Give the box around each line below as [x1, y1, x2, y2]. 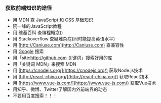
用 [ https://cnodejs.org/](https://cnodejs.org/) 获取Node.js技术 [12, 67, 143, 74]
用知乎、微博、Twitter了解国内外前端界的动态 [12, 86, 107, 92]
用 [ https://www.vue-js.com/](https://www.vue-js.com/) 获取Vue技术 [12, 80, 156, 86]
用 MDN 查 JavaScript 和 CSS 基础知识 [12, 17, 94, 23]
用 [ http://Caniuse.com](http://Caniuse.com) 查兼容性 [12, 42, 124, 48]
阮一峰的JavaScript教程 [12, 23, 62, 29]
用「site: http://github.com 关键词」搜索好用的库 [12, 55, 112, 61]
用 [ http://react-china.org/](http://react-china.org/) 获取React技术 [12, 74, 149, 80]
